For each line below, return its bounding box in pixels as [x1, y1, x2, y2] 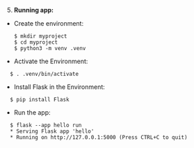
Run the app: [13, 108, 51, 117]
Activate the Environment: [13, 57, 88, 65]
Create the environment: [13, 19, 84, 27]
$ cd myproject [13, 39, 58, 46]
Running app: [13, 6, 54, 14]
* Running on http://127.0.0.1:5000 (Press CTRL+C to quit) [10, 134, 188, 141]
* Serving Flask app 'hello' [10, 128, 95, 135]
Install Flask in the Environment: [13, 83, 106, 91]
